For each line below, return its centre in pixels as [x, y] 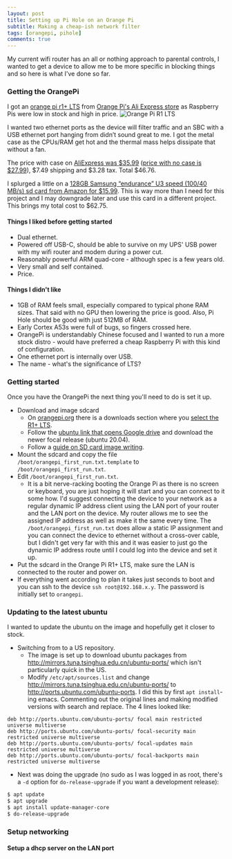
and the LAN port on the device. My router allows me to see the [118, 514]
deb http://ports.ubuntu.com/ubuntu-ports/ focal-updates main [100, 744]
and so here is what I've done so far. [59, 74]
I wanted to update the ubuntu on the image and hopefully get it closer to [111, 627]
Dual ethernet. [38, 237]
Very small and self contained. [60, 266]
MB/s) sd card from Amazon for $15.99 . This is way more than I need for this [116, 191]
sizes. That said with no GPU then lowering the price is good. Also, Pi [115, 312]
